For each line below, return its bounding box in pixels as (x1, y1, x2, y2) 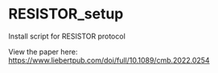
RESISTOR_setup (8, 5, 124, 23)
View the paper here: (8, 47, 78, 56)
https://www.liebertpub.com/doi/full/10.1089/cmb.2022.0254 (8, 55, 211, 65)
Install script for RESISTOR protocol (8, 31, 126, 41)
